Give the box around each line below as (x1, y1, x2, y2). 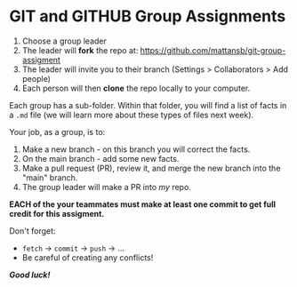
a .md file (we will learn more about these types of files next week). (9, 109, 254, 120)
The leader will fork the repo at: (21, 44, 139, 55)
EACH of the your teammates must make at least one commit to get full (9, 198, 277, 210)
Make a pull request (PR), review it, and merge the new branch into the (21, 163, 281, 173)
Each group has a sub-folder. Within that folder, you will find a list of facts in (9, 100, 287, 110)
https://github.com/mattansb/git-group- (140, 44, 286, 55)
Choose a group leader (21, 36, 107, 46)
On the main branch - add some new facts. (21, 153, 180, 163)
